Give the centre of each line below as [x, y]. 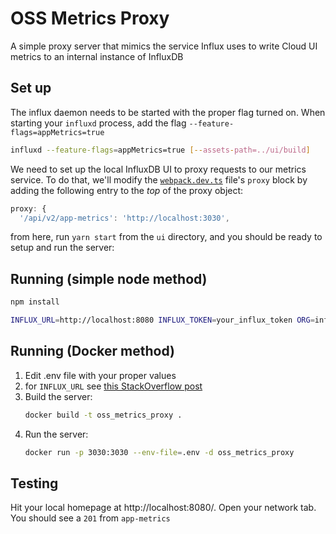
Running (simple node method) [109, 278]
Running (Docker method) [92, 351]
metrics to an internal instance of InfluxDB [97, 56]
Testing [34, 483]
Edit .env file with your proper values [100, 375]
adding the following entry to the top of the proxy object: [127, 190]
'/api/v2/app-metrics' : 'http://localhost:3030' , [124, 218]
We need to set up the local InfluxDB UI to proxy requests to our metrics [158, 169]
